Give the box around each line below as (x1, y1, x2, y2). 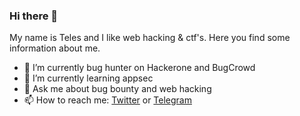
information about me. (9, 42, 101, 54)
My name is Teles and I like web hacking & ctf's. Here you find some (9, 32, 291, 44)
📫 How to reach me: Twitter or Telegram (23, 94, 192, 106)
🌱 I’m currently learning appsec (23, 72, 154, 84)
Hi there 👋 (9, 9, 59, 23)
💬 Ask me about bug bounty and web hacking (23, 83, 212, 95)
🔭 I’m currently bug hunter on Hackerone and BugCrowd (23, 62, 256, 74)
